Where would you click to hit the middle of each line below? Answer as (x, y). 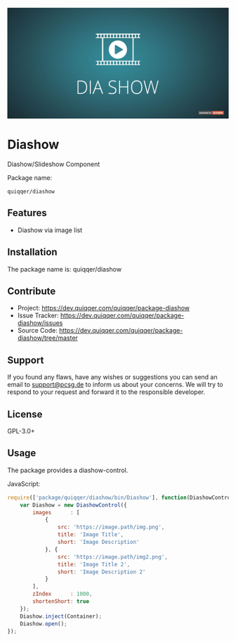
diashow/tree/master (48, 338)
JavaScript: (24, 483)
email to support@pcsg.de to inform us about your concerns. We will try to (115, 385)
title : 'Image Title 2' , (94, 564)
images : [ (56, 512)
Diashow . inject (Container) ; (61, 616)
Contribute (32, 291)
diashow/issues (40, 323)
